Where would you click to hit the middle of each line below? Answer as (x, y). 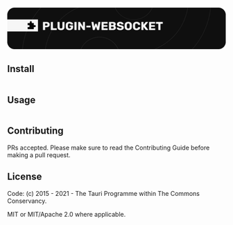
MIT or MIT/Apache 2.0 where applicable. (67, 214)
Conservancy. (27, 201)
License (25, 177)
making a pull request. (39, 155)
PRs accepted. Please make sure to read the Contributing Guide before (109, 147)
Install (21, 69)
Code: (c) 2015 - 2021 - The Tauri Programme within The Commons (103, 193)
